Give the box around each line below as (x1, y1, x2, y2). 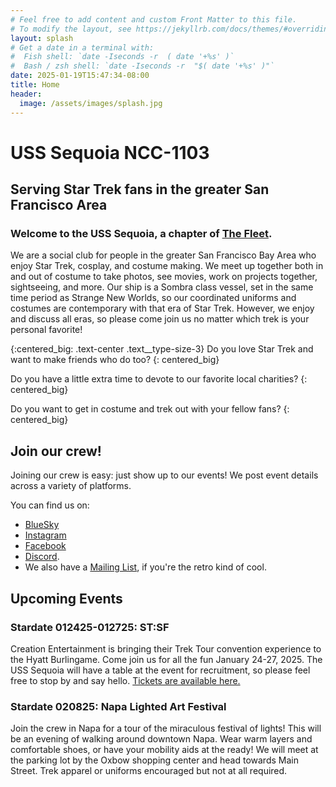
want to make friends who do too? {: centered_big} (10, 354, 220, 366)
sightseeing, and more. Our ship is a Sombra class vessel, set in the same (10, 281, 314, 293)
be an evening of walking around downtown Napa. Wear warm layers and (10, 733, 313, 745)
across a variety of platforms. (10, 480, 132, 492)
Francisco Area (10, 197, 108, 214)
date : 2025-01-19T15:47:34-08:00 (10, 71, 150, 81)
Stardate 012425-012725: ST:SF (10, 620, 170, 634)
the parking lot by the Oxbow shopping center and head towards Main (10, 754, 299, 766)
